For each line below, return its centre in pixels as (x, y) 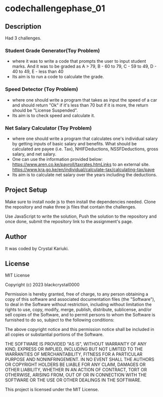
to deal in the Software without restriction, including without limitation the (78, 305)
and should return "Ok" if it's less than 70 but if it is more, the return (80, 105)
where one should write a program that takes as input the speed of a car (84, 100)
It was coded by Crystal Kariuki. (37, 248)
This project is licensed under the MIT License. (52, 390)
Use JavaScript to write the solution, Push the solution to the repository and (81, 216)
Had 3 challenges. (23, 38)
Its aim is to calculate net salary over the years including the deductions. (84, 174)
